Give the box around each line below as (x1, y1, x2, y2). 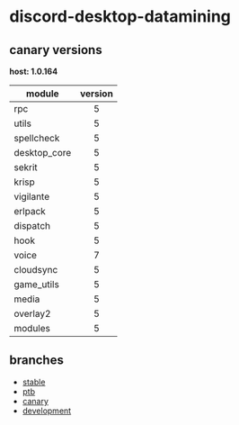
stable (22, 376, 46, 387)
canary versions (9, 42, 102, 58)
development (22, 405, 72, 416)
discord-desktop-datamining (9, 6, 232, 27)
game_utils (13, 278, 60, 290)
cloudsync (13, 264, 58, 276)
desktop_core (13, 147, 72, 158)
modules (13, 322, 51, 334)
